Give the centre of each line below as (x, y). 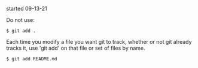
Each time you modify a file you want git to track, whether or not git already (99, 42)
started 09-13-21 (27, 9)
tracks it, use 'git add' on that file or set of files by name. (76, 48)
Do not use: (20, 20)
